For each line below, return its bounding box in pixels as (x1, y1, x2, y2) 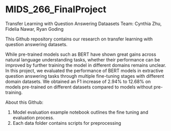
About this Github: (5, 99, 44, 105)
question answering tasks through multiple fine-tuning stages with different (5, 73, 164, 79)
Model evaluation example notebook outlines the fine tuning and (12, 109, 148, 115)
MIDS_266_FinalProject (5, 4, 106, 15)
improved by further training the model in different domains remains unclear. (5, 62, 166, 68)
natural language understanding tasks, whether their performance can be (5, 56, 160, 62)
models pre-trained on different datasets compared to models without (5, 83, 153, 90)
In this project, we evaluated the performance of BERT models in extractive (5, 68, 164, 74)
